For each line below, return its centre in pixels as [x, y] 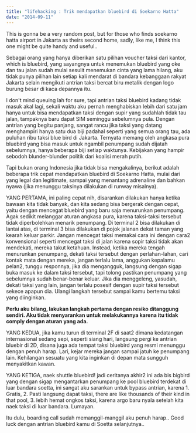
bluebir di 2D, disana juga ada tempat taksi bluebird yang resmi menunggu [96, 345]
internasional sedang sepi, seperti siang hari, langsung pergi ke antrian [92, 339]
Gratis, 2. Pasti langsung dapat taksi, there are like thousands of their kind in [98, 394]
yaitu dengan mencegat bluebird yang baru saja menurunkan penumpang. [95, 210]
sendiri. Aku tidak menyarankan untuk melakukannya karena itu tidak [92, 315]
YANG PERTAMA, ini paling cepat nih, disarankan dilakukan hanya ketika [93, 198]
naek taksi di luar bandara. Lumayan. [50, 406]
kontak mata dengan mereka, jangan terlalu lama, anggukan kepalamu [91, 260]
